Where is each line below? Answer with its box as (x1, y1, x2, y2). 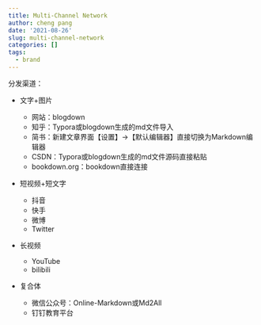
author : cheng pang (8, 19, 73, 27)
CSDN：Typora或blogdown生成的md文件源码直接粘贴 (31, 151, 207, 161)
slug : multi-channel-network (8, 33, 104, 42)
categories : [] (8, 41, 59, 49)
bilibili (31, 265, 51, 274)
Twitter (31, 224, 55, 234)
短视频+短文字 (19, 178, 67, 188)
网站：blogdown (31, 112, 85, 121)
